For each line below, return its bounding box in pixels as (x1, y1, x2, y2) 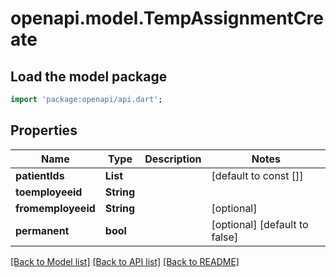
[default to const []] (211, 168, 304, 182)
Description (144, 152, 202, 166)
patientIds (15, 168, 65, 182)
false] (211, 230, 239, 244)
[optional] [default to (211, 217, 309, 231)
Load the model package (10, 68, 168, 85)
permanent (15, 223, 70, 237)
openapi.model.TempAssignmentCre (10, 7, 324, 30)
